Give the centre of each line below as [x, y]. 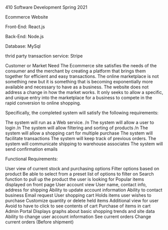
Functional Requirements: [32, 159]
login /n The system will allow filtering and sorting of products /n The [77, 128]
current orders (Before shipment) [39, 222]
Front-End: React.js [25, 27]
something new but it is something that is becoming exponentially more [79, 82]
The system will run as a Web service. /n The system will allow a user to [80, 122]
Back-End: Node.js [25, 36]
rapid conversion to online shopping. [43, 103]
